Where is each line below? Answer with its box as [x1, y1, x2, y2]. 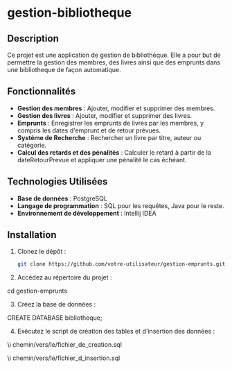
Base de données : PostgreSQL [17, 194, 107, 203]
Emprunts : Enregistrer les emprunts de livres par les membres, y [17, 119, 204, 127]
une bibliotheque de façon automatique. [7, 66, 121, 74]
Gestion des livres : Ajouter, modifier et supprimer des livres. [17, 111, 193, 119]
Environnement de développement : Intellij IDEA [17, 209, 157, 217]
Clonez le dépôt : [17, 248, 66, 256]
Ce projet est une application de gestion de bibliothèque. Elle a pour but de [7, 51, 221, 59]
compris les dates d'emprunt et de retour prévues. [17, 126, 161, 135]
